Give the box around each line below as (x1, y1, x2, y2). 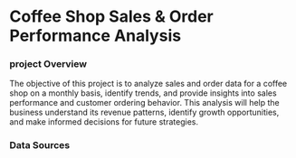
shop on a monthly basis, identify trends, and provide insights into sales (9, 88, 278, 98)
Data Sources (9, 139, 71, 152)
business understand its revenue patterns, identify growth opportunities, (9, 107, 280, 118)
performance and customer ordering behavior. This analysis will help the (9, 98, 280, 108)
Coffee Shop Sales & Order (9, 6, 215, 27)
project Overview (9, 58, 88, 70)
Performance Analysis (9, 25, 182, 46)
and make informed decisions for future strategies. (9, 116, 199, 127)
